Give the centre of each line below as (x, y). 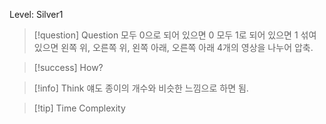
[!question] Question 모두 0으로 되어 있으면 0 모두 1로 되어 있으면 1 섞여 (175, 35)
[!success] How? (68, 67)
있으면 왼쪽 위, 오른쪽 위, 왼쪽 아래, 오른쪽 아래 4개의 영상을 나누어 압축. (173, 47)
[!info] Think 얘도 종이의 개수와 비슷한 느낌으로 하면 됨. (141, 88)
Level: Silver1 (36, 14)
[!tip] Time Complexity (79, 108)
